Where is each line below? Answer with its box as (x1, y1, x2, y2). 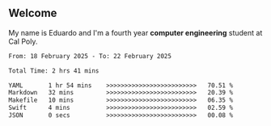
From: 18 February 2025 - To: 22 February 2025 (8, 52, 172, 60)
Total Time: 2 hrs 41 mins (8, 66, 100, 75)
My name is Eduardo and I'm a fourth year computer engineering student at (8, 27, 263, 37)
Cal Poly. (8, 36, 38, 46)
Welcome (8, 6, 57, 20)
